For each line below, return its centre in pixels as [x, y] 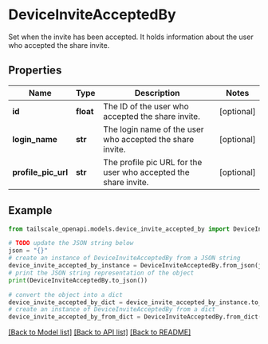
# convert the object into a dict [66, 295]
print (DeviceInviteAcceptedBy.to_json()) [78, 280]
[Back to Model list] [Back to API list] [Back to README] [100, 332]
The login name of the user [154, 129]
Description [157, 93]
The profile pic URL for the [153, 162]
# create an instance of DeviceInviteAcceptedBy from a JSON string [124, 258]
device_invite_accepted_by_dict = [66, 302]
